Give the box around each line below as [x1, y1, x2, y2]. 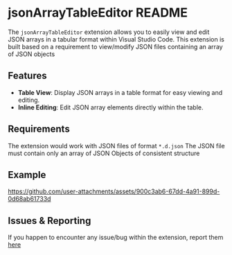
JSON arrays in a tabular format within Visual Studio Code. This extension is [8, 35, 224, 43]
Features [8, 70, 47, 82]
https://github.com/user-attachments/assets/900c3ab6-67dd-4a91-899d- [8, 187, 220, 195]
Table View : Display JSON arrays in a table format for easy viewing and [17, 88, 223, 96]
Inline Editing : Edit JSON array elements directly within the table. [17, 103, 204, 112]
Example [8, 168, 46, 181]
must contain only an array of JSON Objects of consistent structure [8, 149, 200, 157]
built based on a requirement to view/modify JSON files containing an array [8, 42, 224, 51]
